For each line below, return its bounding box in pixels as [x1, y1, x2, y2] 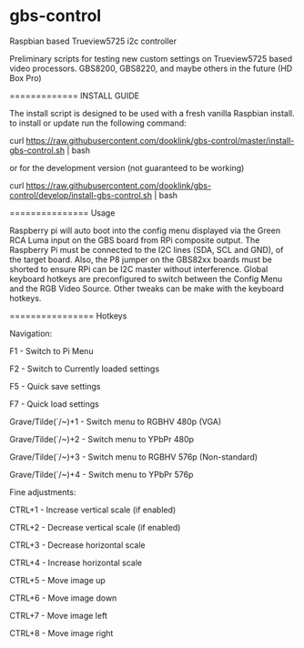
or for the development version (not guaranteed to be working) [9, 162, 245, 173]
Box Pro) [9, 72, 43, 83]
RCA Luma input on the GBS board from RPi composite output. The [9, 234, 260, 246]
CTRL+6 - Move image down [9, 592, 117, 603]
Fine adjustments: [9, 486, 76, 497]
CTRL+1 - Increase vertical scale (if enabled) [9, 504, 177, 515]
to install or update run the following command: [9, 117, 187, 128]
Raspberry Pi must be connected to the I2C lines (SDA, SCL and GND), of [9, 244, 284, 255]
